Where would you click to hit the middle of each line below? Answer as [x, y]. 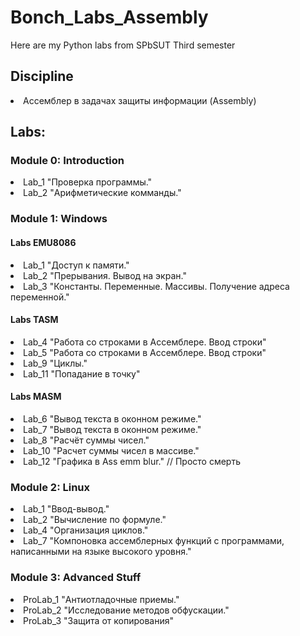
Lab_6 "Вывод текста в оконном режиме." [112, 418]
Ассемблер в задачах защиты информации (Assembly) [140, 100]
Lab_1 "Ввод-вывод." [66, 509]
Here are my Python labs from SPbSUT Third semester [123, 45]
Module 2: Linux [50, 487]
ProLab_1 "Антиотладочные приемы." [101, 599]
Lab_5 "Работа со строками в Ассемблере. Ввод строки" [145, 352]
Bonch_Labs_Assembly [109, 17]
